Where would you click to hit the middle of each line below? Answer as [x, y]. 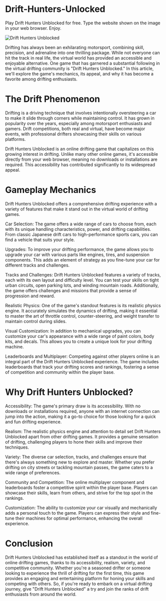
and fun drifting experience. [33, 422]
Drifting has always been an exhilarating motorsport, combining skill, [75, 47]
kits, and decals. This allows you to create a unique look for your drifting [79, 341]
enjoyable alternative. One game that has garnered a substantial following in [83, 63]
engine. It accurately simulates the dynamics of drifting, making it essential [81, 311]
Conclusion [29, 543]
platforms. [16, 139]
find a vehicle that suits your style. [40, 240]
